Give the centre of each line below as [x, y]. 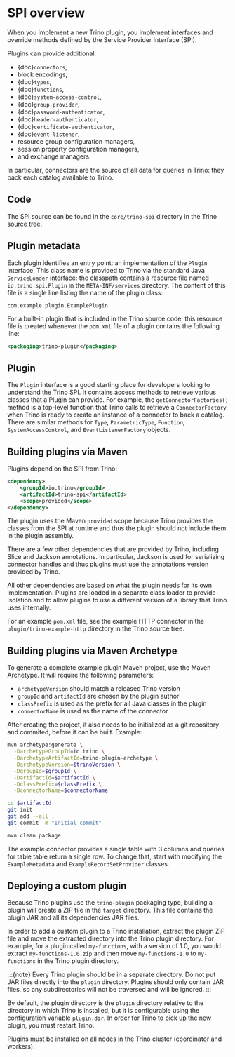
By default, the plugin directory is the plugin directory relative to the [106, 1003]
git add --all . [31, 816]
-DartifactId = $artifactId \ [55, 777]
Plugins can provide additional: [52, 53]
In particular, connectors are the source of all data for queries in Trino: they [116, 170]
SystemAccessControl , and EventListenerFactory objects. [89, 430]
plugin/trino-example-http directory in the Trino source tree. [96, 628]
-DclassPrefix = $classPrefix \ [58, 784]
